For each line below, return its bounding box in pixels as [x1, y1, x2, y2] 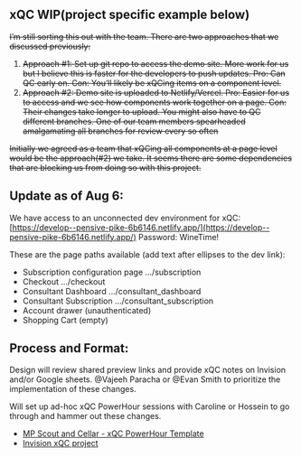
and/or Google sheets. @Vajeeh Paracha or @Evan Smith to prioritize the [9, 374, 281, 385]
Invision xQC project [22, 438, 99, 449]
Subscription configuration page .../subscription [22, 266, 202, 277]
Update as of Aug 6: [9, 189, 124, 204]
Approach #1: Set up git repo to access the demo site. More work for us [22, 58, 289, 69]
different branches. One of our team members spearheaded [22, 116, 246, 126]
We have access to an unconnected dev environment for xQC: [9, 212, 241, 223]
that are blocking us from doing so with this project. [9, 162, 202, 173]
